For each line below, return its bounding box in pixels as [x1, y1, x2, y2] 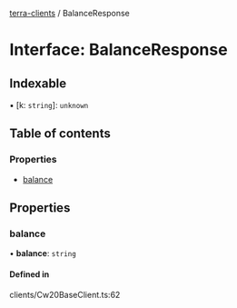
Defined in [9, 268, 50, 280]
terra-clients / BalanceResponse [9, 8, 130, 18]
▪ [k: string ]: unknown [9, 100, 89, 110]
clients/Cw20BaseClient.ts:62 [9, 289, 121, 300]
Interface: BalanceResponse [9, 40, 229, 60]
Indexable [9, 75, 67, 91]
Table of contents [9, 126, 111, 142]
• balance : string [9, 248, 77, 259]
